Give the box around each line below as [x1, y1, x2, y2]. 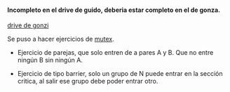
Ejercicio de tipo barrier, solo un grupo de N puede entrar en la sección [17, 70, 223, 78]
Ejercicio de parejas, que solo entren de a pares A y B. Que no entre [17, 48, 214, 57]
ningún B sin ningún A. [17, 56, 83, 65]
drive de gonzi [7, 21, 49, 29]
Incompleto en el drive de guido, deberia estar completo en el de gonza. [7, 6, 221, 14]
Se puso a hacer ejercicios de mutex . [7, 35, 114, 44]
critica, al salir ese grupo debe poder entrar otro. [17, 77, 158, 86]
